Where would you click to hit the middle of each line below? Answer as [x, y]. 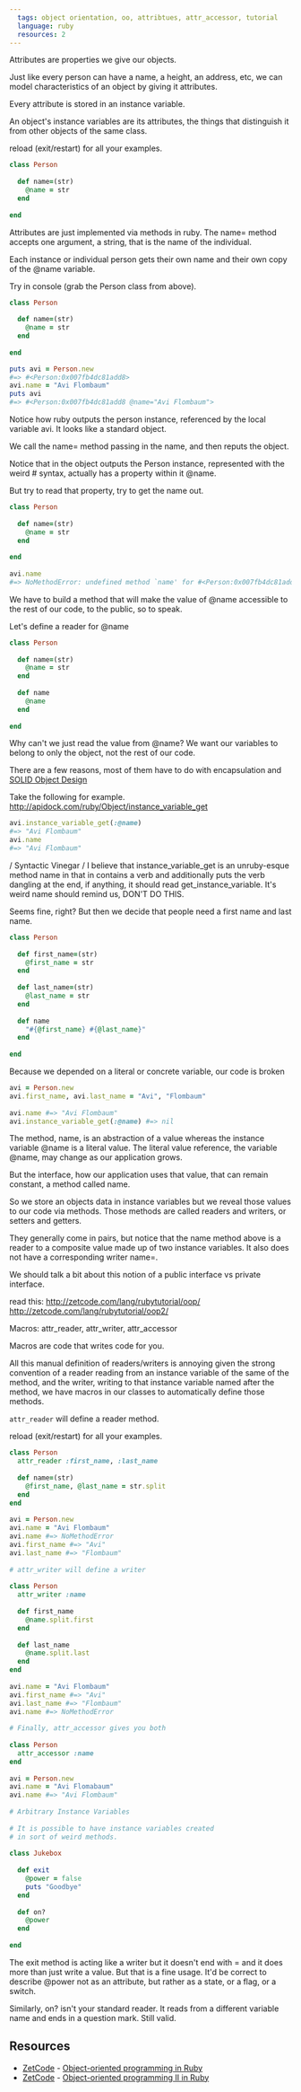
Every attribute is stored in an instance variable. [97, 104]
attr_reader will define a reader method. [84, 1419]
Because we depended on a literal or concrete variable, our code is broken [147, 1071]
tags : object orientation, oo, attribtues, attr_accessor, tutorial [148, 18]
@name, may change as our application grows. [96, 1157]
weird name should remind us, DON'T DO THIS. [97, 893]
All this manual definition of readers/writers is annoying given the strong [142, 1363]
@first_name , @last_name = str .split [96, 1486]
